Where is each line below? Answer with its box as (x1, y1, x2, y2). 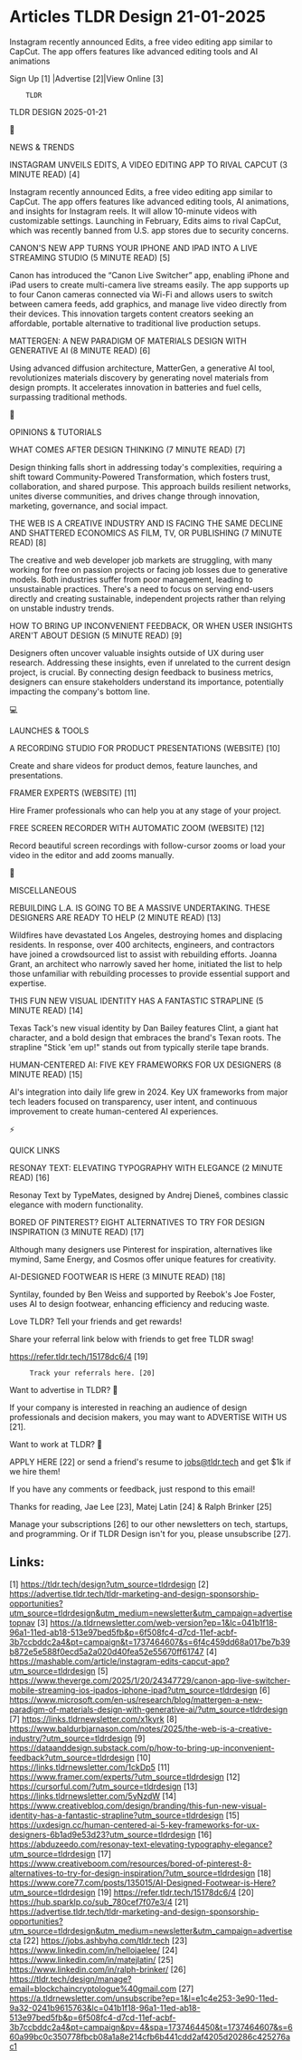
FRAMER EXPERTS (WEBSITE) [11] (9, 787, 137, 798)
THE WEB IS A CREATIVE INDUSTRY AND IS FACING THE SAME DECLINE (9, 517, 284, 528)
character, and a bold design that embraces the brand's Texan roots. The (9, 1031, 282, 1043)
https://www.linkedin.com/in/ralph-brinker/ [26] (9, 1964, 187, 1975)
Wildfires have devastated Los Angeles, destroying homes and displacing (9, 929, 283, 940)
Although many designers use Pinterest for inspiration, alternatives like (9, 1243, 273, 1254)
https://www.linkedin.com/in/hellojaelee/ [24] (9, 1944, 178, 1955)
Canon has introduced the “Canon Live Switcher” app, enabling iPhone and (9, 269, 289, 280)
